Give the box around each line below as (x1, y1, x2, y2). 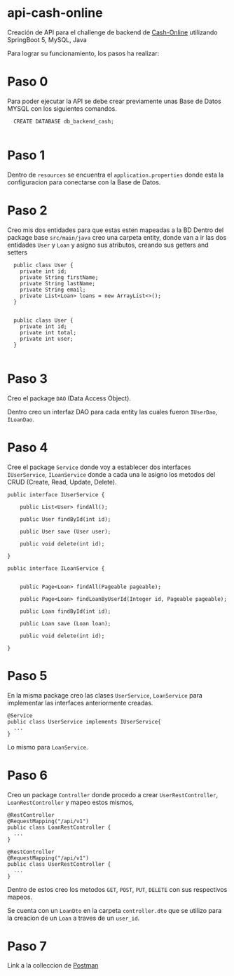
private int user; (20, 335, 74, 342)
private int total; (20, 329, 77, 336)
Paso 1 (7, 147, 46, 163)
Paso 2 (7, 203, 48, 218)
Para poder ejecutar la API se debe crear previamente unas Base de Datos (7, 97, 222, 105)
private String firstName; (20, 273, 99, 281)
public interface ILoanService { (7, 564, 105, 572)
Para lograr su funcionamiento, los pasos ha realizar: (7, 49, 160, 57)
